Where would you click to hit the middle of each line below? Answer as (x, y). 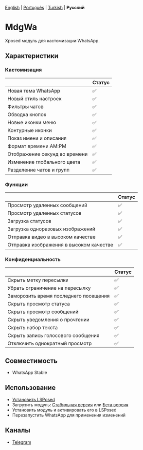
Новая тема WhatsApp (34, 91)
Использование (30, 388)
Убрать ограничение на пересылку (49, 288)
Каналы (18, 430)
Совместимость (31, 361)
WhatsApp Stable (29, 373)
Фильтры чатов (26, 106)
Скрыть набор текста (33, 328)
